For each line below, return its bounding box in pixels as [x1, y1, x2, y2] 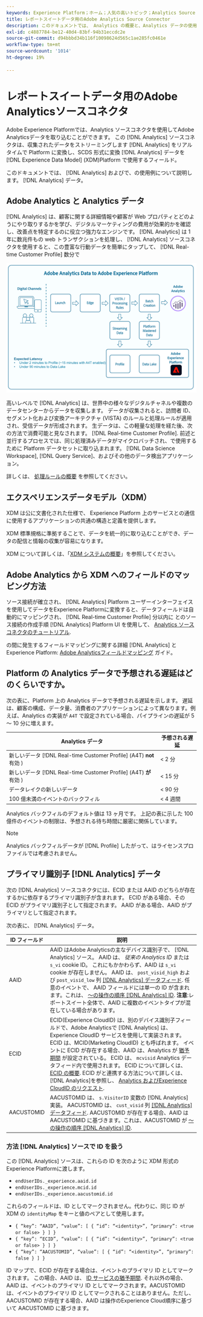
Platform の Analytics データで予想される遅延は [6, 668, 185, 679]
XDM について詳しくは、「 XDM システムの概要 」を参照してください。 [6, 551, 179, 558]
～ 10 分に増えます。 [6, 719, 57, 727]
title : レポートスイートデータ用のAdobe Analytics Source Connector [6, 16, 170, 22]
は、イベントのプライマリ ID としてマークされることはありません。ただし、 [6, 1289, 195, 1296]
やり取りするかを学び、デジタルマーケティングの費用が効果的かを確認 [16, 221, 192, 228]
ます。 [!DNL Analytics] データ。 [6, 176, 86, 184]
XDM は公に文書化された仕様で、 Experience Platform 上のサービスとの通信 [6, 509, 195, 517]
